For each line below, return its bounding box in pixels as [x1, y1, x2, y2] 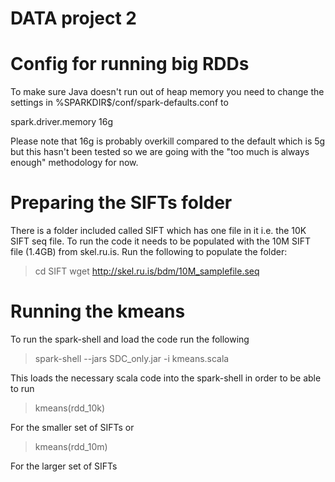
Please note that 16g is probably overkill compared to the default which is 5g [10, 135, 326, 147]
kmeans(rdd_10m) [34, 441, 108, 452]
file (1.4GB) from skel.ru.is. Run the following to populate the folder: [10, 246, 288, 258]
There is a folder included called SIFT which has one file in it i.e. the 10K [10, 225, 307, 237]
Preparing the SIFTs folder [10, 192, 233, 214]
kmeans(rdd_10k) [34, 402, 106, 414]
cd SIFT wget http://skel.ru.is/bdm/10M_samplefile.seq [34, 265, 260, 277]
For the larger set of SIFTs [10, 460, 118, 472]
